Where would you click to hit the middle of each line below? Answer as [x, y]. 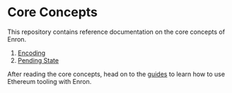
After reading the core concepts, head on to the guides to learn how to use [116, 74]
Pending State [38, 60]
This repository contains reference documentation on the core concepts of [116, 32]
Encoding [31, 53]
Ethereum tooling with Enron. [50, 81]
